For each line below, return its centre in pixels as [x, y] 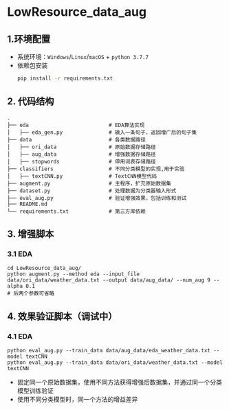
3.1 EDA [20, 254]
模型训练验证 [35, 391]
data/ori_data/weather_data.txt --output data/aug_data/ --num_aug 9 [109, 280]
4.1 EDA [20, 336]
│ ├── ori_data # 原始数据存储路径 [81, 147]
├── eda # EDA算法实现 [76, 125]
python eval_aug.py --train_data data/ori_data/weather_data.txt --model [115, 363]
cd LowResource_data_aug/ [44, 269]
